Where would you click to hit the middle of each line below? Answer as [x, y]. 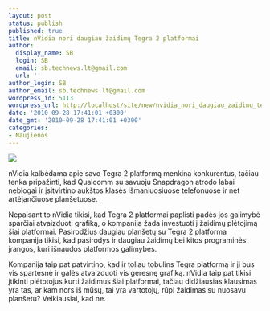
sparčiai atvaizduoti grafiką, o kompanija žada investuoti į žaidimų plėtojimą [133, 223]
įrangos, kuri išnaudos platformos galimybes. [83, 248]
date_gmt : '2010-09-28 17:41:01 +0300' [75, 121]
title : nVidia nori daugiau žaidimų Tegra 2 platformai [104, 38]
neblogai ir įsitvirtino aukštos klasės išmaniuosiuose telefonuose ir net [124, 190]
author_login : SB [37, 83]
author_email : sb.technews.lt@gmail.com [77, 90]
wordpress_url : [34, 105]
